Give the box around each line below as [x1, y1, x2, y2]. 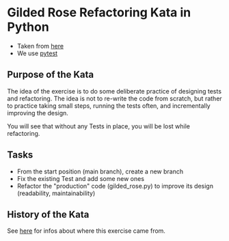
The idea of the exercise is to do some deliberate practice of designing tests [7, 87, 222, 95]
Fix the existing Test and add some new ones [16, 174, 145, 182]
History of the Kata [7, 208, 90, 220]
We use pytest [16, 49, 58, 57]
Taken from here [16, 42, 64, 50]
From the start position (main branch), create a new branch [16, 167, 183, 175]
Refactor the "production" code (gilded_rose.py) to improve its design [16, 182, 214, 190]
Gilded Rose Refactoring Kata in [7, 5, 191, 20]
